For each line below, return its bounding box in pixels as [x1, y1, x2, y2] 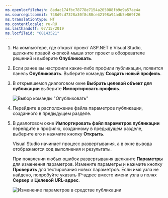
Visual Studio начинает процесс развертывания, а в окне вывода [12, 141, 152, 147]
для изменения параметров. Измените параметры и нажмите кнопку [12, 161, 162, 167]
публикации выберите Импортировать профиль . [12, 86, 121, 91]
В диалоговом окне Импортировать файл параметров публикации [12, 120, 160, 126]
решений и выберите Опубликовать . [12, 55, 93, 61]
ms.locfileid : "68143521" [5, 31, 59, 36]
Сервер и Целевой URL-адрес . [12, 177, 80, 183]
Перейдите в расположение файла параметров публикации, [12, 105, 143, 111]
